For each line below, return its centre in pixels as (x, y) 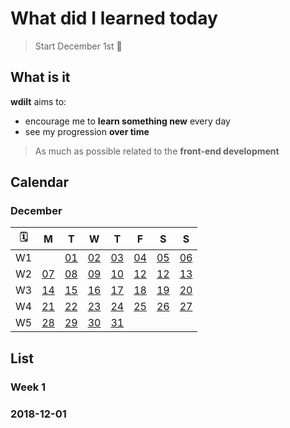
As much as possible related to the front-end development (157, 151)
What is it (40, 77)
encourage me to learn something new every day (127, 121)
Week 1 (28, 387)
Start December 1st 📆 (78, 46)
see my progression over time (87, 131)
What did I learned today (114, 18)
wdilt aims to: (38, 101)
